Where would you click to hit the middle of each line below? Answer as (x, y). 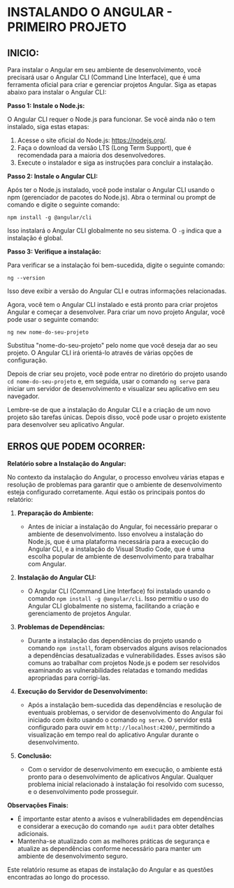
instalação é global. (35, 238)
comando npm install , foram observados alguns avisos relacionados (127, 648)
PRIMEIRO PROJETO (67, 27)
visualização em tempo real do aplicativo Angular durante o (113, 735)
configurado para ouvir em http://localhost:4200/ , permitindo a (121, 727)
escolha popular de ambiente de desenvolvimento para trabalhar (121, 556)
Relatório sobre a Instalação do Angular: (67, 463)
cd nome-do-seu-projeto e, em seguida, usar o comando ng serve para (109, 381)
